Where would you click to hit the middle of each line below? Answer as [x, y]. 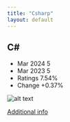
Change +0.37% [40, 85]
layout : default [30, 20]
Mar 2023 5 [34, 71]
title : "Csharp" [30, 13]
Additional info [27, 112]
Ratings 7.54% [37, 78]
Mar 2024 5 [34, 64]
